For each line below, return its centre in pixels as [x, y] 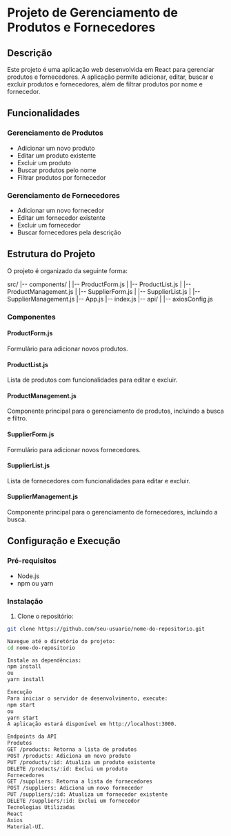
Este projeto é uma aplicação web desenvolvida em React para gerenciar [111, 69]
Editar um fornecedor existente [61, 217]
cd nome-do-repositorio [41, 648]
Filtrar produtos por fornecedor [61, 177]
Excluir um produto [44, 162]
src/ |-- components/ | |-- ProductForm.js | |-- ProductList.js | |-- [99, 284]
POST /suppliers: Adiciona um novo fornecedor [75, 788]
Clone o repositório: [45, 616]
